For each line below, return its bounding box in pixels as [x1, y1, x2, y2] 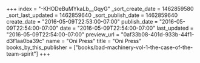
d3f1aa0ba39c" [6, 38, 45, 44]
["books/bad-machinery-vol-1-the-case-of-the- [73, 44, 193, 51]
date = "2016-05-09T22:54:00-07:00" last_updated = [59, 24, 194, 31]
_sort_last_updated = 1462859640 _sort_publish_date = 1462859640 [6, 12, 178, 19]
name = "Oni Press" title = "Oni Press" [45, 38, 142, 44]
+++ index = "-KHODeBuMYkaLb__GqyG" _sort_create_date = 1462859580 [6, 5, 194, 12]
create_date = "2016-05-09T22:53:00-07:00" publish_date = [6, 18, 159, 25]
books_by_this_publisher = [6, 44, 73, 51]
